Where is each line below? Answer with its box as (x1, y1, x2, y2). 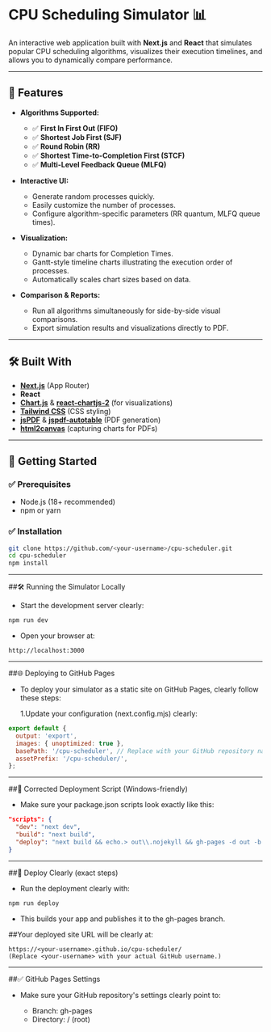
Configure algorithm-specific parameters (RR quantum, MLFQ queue (31, 209, 261, 218)
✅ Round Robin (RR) (31, 142, 101, 151)
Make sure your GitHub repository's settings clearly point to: (19, 990, 221, 1000)
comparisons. (31, 314, 78, 324)
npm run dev (8, 616, 48, 624)
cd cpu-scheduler (8, 552, 67, 560)
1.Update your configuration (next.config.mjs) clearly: (19, 708, 198, 719)
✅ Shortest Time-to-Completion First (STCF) (31, 150, 186, 160)
